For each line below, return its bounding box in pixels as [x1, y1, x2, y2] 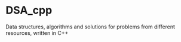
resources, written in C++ [5, 29, 69, 36]
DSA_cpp [5, 4, 53, 17]
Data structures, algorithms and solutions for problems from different [5, 23, 176, 30]
